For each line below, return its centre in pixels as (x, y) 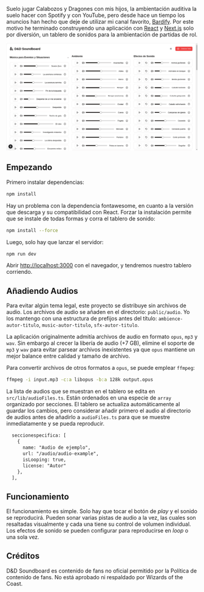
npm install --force (32, 230)
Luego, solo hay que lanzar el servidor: (55, 242)
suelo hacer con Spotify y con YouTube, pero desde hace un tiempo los (96, 15)
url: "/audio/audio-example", (60, 454)
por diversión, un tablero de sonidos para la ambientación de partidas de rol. (102, 35)
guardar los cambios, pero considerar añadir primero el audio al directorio (99, 411)
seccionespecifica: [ (39, 436)
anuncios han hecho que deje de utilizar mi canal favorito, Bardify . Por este (100, 22)
